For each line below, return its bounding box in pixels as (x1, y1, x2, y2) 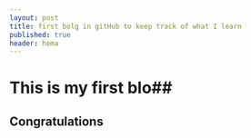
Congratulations (9, 113, 104, 129)
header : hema (9, 38, 59, 48)
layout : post (9, 13, 59, 23)
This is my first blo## (9, 78, 173, 98)
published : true (9, 30, 71, 39)
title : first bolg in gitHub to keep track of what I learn (9, 22, 243, 31)
